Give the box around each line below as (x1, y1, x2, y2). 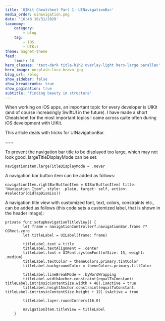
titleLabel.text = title (23, 242, 74, 247)
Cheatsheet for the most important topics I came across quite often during (5, 115, 157, 121)
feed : (5, 53, 16, 59)
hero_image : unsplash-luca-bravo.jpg (5, 68, 83, 73)
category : (14, 26, 35, 31)
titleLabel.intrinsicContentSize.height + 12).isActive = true (5, 290, 139, 295)
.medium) (5, 255, 23, 260)
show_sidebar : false (5, 77, 48, 82)
